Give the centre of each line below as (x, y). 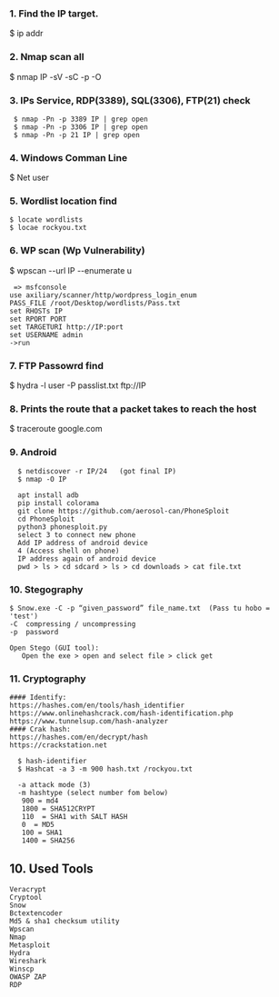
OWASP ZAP (28, 977)
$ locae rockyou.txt (49, 228)
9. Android (33, 453)
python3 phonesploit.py (62, 527)
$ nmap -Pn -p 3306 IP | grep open (80, 127)
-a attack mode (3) (55, 785)
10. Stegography (46, 589)
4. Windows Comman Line (69, 157)
